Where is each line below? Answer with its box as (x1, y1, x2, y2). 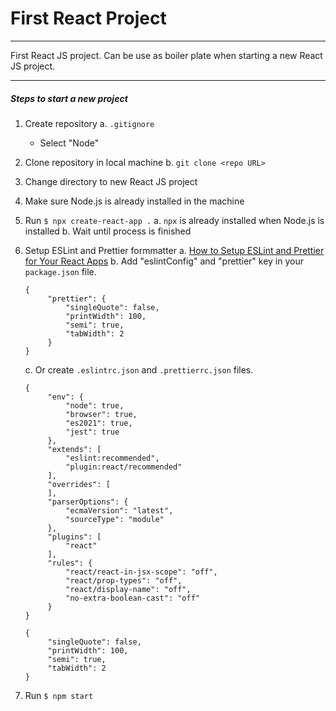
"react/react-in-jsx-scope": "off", (65, 567, 218, 577)
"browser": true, (65, 409, 138, 419)
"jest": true (65, 427, 120, 437)
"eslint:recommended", (65, 453, 160, 463)
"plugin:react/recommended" (65, 462, 183, 472)
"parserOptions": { (47, 497, 129, 507)
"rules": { (47, 558, 93, 568)
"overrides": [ (47, 479, 111, 489)
